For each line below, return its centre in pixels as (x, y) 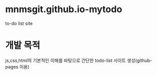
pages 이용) (17, 66)
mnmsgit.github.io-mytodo (64, 9)
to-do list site (19, 23)
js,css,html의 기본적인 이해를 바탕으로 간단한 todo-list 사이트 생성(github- (79, 60)
